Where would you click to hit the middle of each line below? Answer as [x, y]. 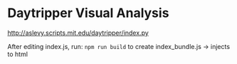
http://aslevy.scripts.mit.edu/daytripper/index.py [78, 33]
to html [18, 54]
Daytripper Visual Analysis [88, 13]
